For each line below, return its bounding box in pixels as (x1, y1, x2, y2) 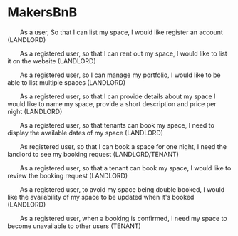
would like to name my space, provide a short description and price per (7, 99, 217, 108)
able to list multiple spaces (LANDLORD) (7, 78, 126, 86)
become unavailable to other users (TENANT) (7, 222, 141, 230)
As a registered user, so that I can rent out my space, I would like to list (20, 49, 228, 58)
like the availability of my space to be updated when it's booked (7, 193, 195, 201)
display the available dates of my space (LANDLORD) (7, 128, 164, 137)
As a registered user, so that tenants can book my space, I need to (20, 120, 215, 129)
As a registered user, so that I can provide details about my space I (20, 92, 216, 101)
